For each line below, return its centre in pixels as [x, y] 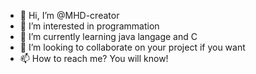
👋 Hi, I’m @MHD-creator [69, 15]
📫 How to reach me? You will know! [94, 58]
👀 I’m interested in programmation [89, 26]
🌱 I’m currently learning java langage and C [108, 36]
